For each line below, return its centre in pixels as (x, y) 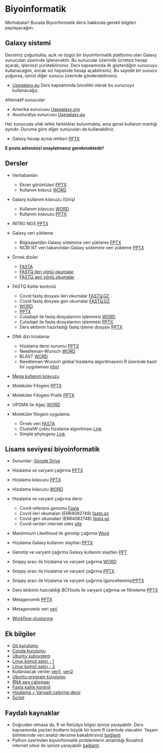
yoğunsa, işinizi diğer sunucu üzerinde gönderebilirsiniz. (62, 75)
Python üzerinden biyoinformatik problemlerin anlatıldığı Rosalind (77, 740)
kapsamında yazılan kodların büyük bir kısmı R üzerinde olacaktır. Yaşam (85, 730)
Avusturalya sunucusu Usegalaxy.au (49, 114)
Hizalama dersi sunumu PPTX (49, 346)
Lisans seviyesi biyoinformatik (52, 449)
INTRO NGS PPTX (30, 223)
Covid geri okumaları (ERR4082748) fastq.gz (64, 518)
